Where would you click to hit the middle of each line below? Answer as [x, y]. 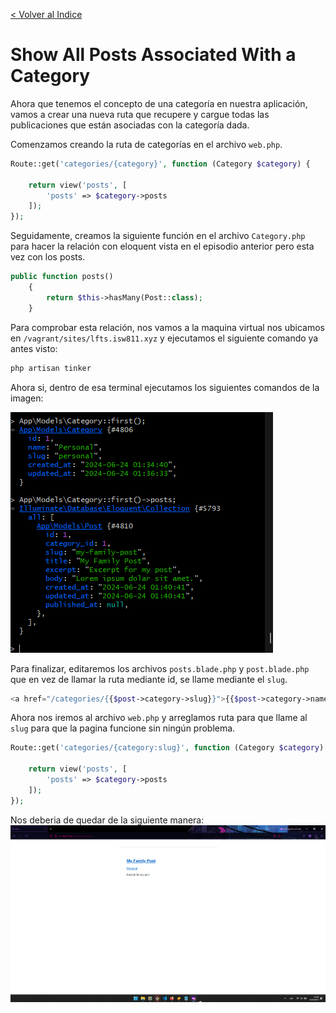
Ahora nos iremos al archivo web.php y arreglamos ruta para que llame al [159, 718]
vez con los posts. [48, 257]
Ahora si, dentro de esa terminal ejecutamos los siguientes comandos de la [165, 387]
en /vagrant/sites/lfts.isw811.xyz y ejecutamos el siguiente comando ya [164, 338]
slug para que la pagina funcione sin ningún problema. [123, 728]
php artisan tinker [51, 368]
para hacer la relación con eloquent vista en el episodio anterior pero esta [162, 246]
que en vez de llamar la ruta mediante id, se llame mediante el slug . [149, 679]
